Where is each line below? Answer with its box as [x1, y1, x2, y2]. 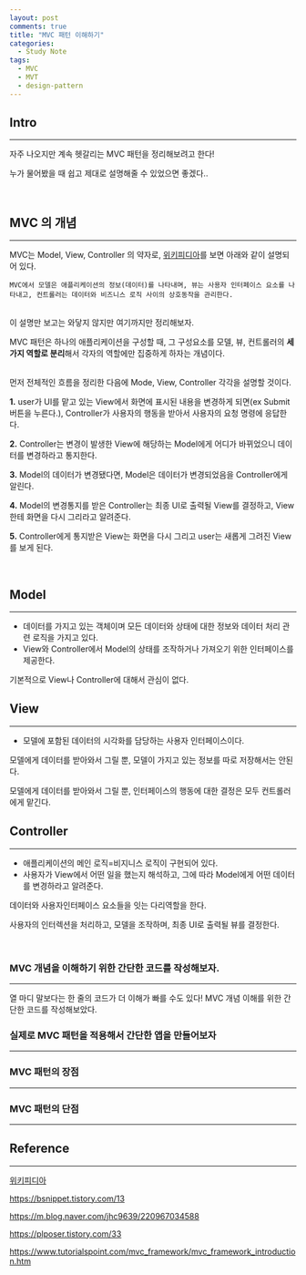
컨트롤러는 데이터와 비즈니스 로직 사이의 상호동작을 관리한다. [36, 291, 234, 300]
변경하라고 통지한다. [25, 450, 97, 461]
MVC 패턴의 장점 [9, 1065, 79, 1078]
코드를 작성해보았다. [25, 1003, 97, 1014]
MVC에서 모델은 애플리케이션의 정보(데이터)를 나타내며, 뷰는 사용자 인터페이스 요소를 [9, 281, 285, 290]
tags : [9, 56, 30, 65]
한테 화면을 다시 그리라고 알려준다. [9, 511, 131, 522]
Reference [9, 1141, 70, 1157]
